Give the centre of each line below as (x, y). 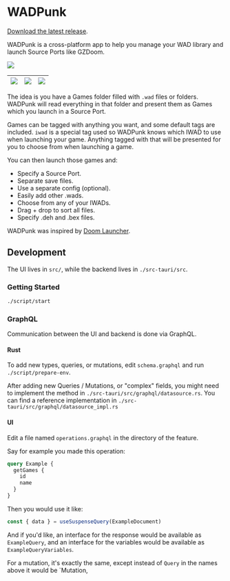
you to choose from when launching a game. (71, 146)
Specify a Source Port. (49, 173)
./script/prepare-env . (39, 373)
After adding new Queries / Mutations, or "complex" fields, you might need (113, 386)
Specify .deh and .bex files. (56, 217)
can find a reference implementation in (62, 400)
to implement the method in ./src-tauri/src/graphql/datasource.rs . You (111, 393)
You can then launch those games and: (63, 160)
